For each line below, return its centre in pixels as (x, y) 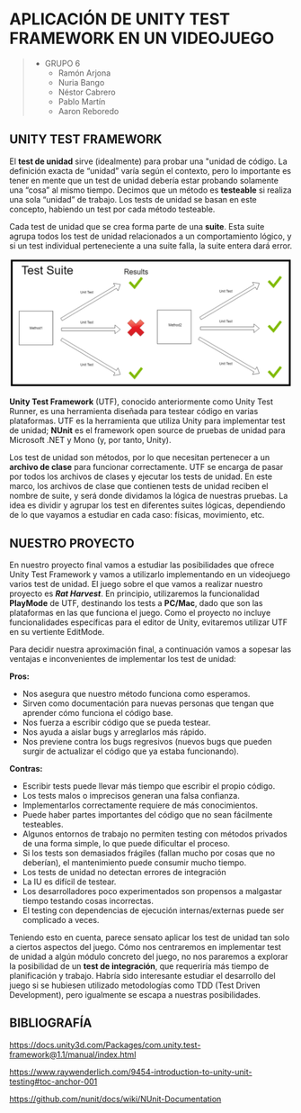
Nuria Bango (81, 82)
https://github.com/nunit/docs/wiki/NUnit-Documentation (115, 1099)
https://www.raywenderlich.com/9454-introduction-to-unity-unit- (131, 1072)
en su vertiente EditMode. (57, 631)
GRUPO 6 (62, 63)
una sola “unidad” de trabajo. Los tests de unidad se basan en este (133, 199)
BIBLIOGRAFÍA (51, 1023)
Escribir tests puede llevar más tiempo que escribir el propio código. (149, 786)
